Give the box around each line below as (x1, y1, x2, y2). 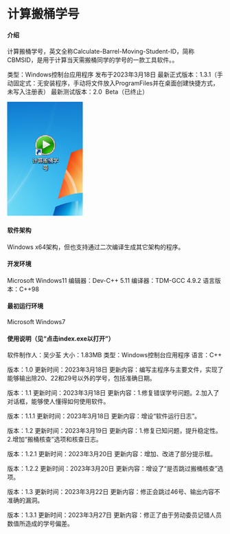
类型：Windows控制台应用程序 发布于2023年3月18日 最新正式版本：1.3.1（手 (7, 70, 223, 79)
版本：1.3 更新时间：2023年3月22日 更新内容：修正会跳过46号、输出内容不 (7, 488, 220, 496)
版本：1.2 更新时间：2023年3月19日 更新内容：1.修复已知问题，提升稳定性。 (7, 427, 222, 435)
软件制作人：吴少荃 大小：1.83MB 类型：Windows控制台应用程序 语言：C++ (7, 351, 222, 359)
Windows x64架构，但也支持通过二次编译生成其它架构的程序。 (7, 242, 185, 251)
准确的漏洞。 (7, 496, 43, 504)
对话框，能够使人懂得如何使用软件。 (7, 397, 110, 406)
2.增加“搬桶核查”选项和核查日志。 (7, 435, 102, 444)
